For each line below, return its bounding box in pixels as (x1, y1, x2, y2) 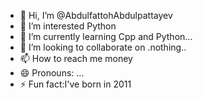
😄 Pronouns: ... (19, 67, 85, 79)
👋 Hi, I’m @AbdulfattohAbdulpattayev (19, 10, 173, 21)
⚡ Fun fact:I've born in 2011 (19, 78, 132, 90)
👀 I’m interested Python (19, 20, 117, 32)
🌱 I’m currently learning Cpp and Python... (19, 31, 193, 42)
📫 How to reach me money (19, 53, 133, 64)
